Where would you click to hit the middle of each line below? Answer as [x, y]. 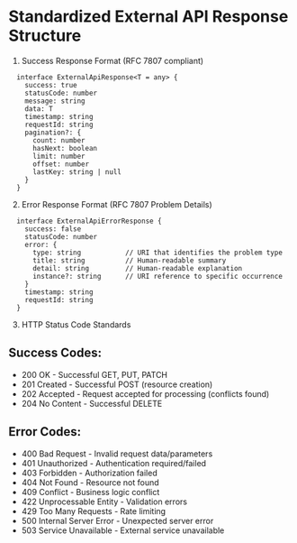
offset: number [61, 164]
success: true [51, 85]
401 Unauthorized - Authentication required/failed [114, 463]
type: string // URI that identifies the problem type [157, 253]
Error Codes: [45, 432]
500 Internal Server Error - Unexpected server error [117, 520]
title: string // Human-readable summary [129, 260]
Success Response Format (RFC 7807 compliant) [112, 60]
